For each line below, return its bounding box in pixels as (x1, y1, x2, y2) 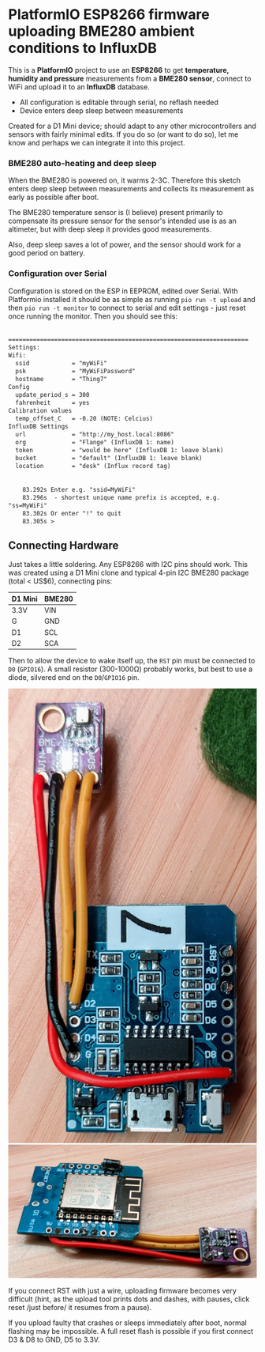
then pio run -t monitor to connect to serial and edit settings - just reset (8, 303, 246, 312)
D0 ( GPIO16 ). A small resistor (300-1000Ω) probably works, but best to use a (8, 664, 253, 674)
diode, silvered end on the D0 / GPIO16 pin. (8, 673, 140, 682)
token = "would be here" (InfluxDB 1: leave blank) (15, 446, 224, 454)
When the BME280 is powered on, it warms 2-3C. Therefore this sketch (8, 176, 241, 185)
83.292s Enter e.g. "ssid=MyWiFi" (22, 485, 136, 493)
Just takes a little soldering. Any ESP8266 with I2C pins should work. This (8, 560, 248, 569)
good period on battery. (8, 248, 85, 258)
